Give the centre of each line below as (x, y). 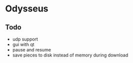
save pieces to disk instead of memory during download (70, 55)
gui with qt (23, 44)
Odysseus (27, 9)
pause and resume (32, 50)
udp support (25, 39)
